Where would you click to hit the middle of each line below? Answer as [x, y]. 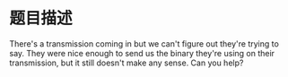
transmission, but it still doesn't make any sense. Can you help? [127, 63]
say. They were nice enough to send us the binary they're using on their [142, 53]
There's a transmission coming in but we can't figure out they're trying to [144, 43]
